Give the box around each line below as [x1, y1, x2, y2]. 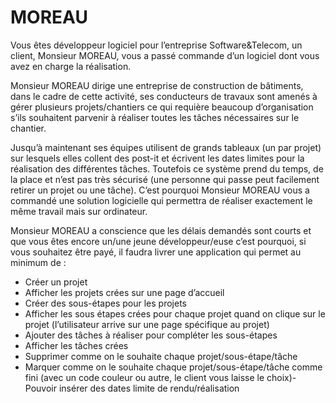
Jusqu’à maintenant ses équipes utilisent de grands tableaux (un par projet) [10, 141, 322, 153]
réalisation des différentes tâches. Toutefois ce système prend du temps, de [10, 162, 324, 175]
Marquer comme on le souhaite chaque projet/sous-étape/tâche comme [24, 361, 323, 373]
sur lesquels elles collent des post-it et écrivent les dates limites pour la [10, 152, 305, 164]
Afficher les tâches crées [24, 339, 129, 351]
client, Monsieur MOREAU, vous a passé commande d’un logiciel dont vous [10, 49, 320, 61]
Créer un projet [24, 276, 88, 288]
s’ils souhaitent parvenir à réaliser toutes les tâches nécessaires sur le [10, 111, 300, 123]
